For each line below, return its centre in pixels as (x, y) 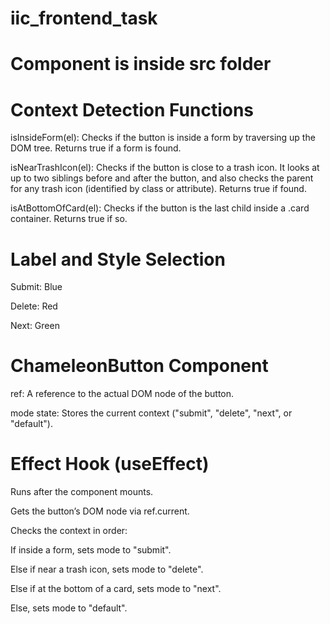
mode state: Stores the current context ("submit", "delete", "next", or (151, 413)
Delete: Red (34, 306)
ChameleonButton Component (139, 366)
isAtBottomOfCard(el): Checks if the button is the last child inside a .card (160, 208)
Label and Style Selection (118, 259)
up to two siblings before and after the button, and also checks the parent (162, 178)
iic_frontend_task (84, 18)
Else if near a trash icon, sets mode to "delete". (107, 569)
